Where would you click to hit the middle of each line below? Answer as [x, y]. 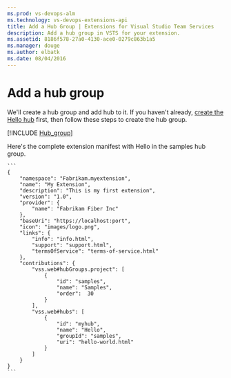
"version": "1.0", [46, 197]
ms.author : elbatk [33, 53]
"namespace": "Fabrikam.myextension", [75, 178]
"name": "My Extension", [55, 184]
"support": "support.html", [72, 245]
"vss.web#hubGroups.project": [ [79, 269]
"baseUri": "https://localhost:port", [75, 221]
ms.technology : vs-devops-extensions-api [68, 20]
